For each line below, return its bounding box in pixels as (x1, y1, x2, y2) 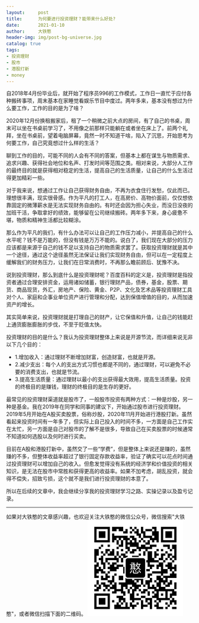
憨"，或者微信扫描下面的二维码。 (6, 611, 87, 618)
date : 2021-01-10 (6, 22, 65, 28)
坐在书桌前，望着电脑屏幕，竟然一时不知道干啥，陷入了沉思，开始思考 (16, 132, 188, 139)
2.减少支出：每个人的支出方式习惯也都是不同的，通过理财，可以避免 (14, 361, 181, 368)
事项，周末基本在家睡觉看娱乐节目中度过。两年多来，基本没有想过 (21, 97, 182, 104)
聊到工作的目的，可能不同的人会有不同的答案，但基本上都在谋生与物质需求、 (6, 152, 193, 159)
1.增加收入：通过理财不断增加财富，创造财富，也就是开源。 (14, 353, 159, 361)
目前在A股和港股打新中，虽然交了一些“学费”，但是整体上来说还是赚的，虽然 (6, 445, 191, 453)
